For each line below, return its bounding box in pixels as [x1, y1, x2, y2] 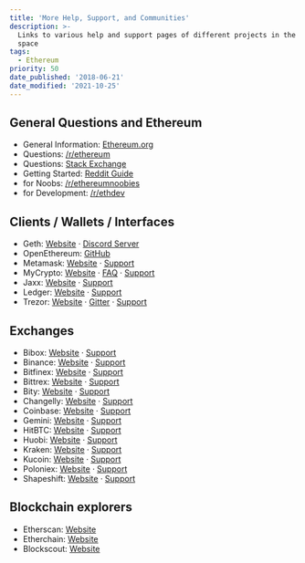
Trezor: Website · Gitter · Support [22, 297, 148, 308]
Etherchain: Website [22, 533, 99, 544]
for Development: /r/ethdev [22, 188, 125, 199]
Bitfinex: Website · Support [22, 367, 123, 378]
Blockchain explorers [9, 499, 132, 516]
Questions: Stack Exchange [22, 159, 127, 170]
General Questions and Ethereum [9, 115, 203, 130]
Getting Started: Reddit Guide [22, 168, 134, 179]
